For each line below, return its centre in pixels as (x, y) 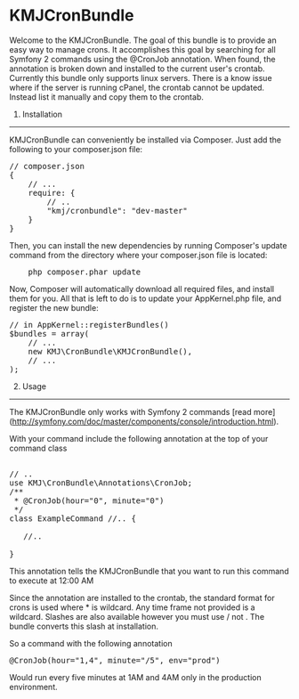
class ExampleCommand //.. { (73, 518)
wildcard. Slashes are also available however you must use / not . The (137, 616)
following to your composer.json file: (76, 149)
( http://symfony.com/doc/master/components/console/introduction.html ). (144, 421)
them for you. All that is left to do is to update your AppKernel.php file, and (145, 298)
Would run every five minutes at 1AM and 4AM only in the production (135, 677)
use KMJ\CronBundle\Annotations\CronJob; (101, 483)
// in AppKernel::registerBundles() (89, 325)
